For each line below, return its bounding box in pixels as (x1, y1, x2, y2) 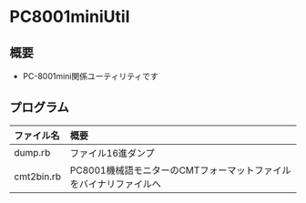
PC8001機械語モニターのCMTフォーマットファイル (69, 164, 291, 177)
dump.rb (14, 146, 51, 158)
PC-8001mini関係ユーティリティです (22, 71, 159, 81)
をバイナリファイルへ (69, 178, 161, 190)
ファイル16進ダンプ (69, 147, 155, 159)
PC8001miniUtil (9, 6, 130, 27)
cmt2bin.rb (14, 170, 62, 183)
